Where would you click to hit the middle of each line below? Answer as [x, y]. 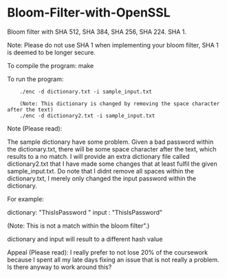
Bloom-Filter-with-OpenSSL [89, 13]
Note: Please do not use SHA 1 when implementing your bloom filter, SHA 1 [113, 45]
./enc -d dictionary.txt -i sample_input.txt [86, 92]
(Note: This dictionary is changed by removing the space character [120, 104]
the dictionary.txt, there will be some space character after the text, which [112, 149]
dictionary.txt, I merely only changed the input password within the [102, 178]
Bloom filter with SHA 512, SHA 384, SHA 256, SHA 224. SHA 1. [97, 32]
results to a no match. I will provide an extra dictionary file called [98, 156]
